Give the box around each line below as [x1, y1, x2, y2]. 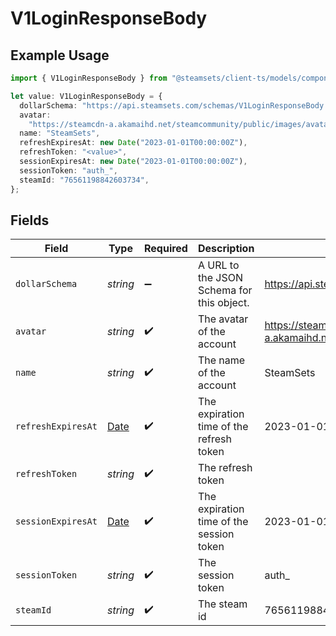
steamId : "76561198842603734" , [19, 175, 150, 185]
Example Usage [10, 47, 110, 64]
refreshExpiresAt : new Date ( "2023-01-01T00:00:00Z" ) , [19, 138, 248, 148]
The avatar [197, 312, 249, 326]
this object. [197, 296, 250, 310]
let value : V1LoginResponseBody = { [10, 91, 163, 101]
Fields [10, 212, 50, 229]
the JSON [197, 271, 243, 285]
